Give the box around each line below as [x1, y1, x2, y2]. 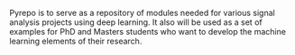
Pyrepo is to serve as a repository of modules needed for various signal [9, 8, 275, 18]
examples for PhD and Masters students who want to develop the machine [9, 27, 287, 36]
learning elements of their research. [9, 35, 143, 46]
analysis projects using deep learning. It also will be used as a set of [9, 17, 263, 27]
